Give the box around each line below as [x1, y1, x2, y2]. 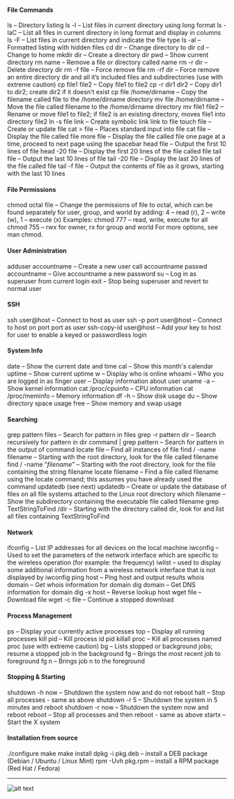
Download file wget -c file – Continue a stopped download [7, 595, 174, 604]
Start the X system [7, 717, 61, 726]
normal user [7, 284, 42, 292]
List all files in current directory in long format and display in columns [23, 29, 221, 37]
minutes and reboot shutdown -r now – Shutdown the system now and [7, 703, 209, 711]
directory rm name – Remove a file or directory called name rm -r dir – [7, 58, 208, 66]
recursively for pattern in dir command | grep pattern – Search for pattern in [7, 438, 224, 447]
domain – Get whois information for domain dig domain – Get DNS [7, 581, 196, 589]
